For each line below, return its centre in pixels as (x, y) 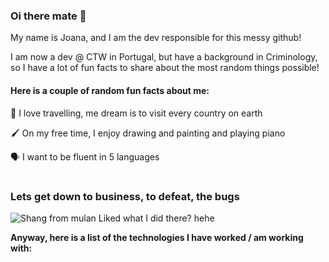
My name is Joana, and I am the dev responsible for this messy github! (156, 38)
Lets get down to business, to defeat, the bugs (125, 196)
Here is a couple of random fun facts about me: (110, 90)
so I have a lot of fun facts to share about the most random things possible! (165, 68)
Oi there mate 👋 (48, 16)
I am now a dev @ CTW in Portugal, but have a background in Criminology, (164, 57)
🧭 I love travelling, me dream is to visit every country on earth (136, 113)
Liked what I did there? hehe (156, 218)
